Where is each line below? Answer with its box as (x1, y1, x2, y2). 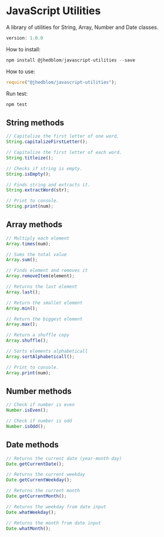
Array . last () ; (6, 289, 41, 295)
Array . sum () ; (6, 257, 38, 263)
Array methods (6, 220, 63, 230)
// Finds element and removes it (6, 267, 88, 274)
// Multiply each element (6, 235, 69, 241)
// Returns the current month (6, 488, 81, 494)
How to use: (6, 68, 35, 75)
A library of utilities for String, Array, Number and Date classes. (6, 24, 159, 31)
